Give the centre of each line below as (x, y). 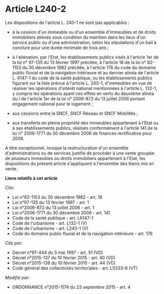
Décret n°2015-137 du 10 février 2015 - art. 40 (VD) (64, 257)
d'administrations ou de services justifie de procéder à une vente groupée (80, 153)
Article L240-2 (36, 9)
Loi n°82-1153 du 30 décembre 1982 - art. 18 (57, 197)
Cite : (10, 187)
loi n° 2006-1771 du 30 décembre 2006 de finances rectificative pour (82, 133)
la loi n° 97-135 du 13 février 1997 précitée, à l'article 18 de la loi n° (79, 62)
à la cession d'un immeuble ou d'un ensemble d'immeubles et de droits (84, 32)
